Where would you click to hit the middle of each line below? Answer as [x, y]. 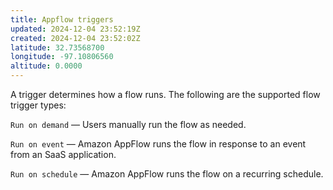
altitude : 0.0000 [46, 66]
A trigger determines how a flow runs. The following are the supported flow [165, 94]
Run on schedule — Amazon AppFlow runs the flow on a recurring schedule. [167, 174]
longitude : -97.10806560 [62, 57]
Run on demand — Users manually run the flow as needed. [128, 124]
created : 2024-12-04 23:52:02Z [75, 38]
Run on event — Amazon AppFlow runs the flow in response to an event [158, 144]
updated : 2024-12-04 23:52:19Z [75, 29]
